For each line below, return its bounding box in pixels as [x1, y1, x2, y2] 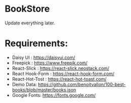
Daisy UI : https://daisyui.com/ [12, 54, 75, 60]
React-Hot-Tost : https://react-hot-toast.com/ [12, 76, 107, 82]
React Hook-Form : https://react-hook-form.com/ [12, 71, 115, 77]
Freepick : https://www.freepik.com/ [12, 59, 88, 66]
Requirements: [5, 38, 68, 49]
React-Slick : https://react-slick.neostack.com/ [12, 65, 110, 71]
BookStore [5, 3, 50, 15]
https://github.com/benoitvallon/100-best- [38, 81, 126, 87]
